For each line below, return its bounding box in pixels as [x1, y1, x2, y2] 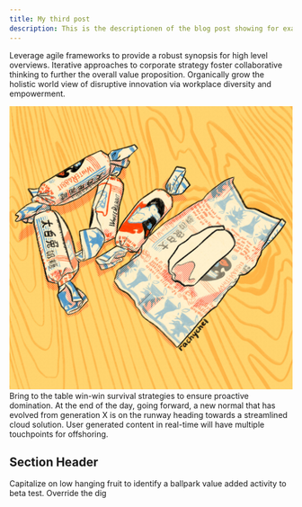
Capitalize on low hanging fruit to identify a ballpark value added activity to [9, 478, 287, 489]
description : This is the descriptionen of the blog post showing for [9, 23, 280, 33]
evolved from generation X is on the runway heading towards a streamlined [9, 409, 288, 420]
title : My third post [9, 14, 91, 23]
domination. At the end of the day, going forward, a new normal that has [9, 400, 276, 411]
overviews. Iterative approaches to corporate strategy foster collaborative [9, 59, 283, 70]
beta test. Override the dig [9, 488, 107, 499]
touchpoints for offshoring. [9, 428, 109, 440]
